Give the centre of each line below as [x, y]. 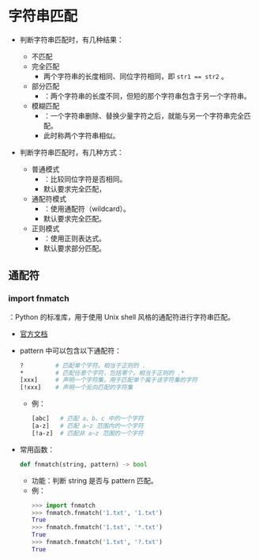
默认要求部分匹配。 [75, 248]
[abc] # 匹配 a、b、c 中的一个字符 [87, 419]
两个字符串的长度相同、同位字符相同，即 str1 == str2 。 [136, 76]
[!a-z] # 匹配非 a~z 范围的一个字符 [87, 433]
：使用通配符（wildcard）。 [86, 208]
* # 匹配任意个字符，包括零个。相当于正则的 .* [102, 373]
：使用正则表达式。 [75, 238]
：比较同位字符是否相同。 [85, 179]
